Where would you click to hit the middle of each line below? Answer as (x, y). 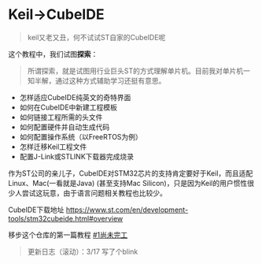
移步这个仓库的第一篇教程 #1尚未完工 (68, 235)
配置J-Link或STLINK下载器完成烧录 (77, 156)
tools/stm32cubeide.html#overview (66, 218)
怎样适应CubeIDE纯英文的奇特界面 (75, 97)
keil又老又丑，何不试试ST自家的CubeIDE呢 (96, 37)
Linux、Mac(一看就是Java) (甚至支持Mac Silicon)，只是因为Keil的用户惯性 (128, 183)
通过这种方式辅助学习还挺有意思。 (110, 80)
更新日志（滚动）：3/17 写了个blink (83, 251)
